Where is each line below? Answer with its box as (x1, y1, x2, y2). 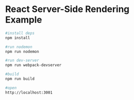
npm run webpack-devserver (5, 62, 62, 68)
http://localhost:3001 (5, 90, 53, 95)
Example (5, 14, 42, 25)
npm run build (5, 76, 35, 81)
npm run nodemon (5, 49, 39, 54)
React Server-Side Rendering (5, 3, 129, 15)
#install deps (5, 30, 35, 35)
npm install (5, 35, 30, 40)
